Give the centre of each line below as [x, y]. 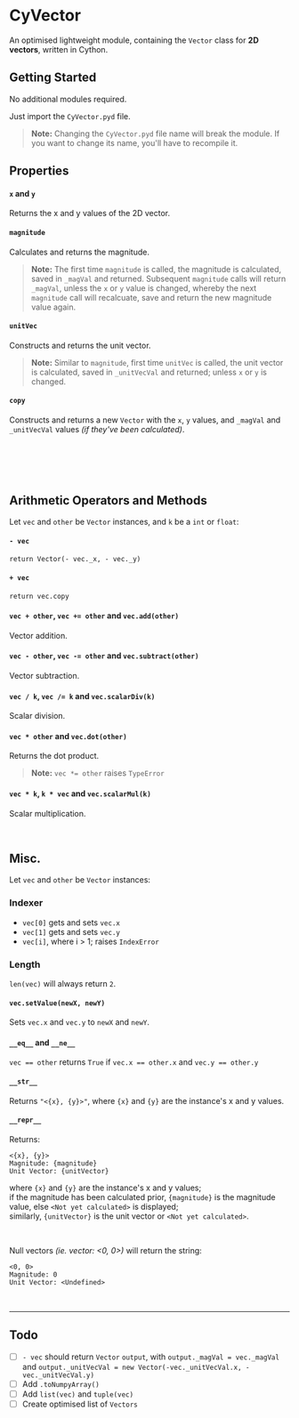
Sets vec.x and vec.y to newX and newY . [79, 1022]
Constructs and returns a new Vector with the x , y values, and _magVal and [145, 420]
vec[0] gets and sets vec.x [71, 923]
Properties [39, 171]
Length [25, 964]
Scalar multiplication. [48, 813]
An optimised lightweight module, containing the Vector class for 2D [134, 40]
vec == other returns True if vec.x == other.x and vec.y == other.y [134, 1062]
